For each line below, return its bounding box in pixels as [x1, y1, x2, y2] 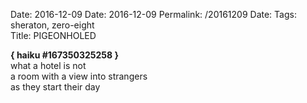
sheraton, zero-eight [10, 19, 95, 31]
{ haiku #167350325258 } [10, 49, 120, 61]
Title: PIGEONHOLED [10, 30, 97, 41]
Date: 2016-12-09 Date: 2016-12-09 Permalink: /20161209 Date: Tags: [10, 9, 297, 20]
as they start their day [10, 81, 101, 93]
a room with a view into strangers [10, 70, 148, 82]
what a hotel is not [10, 60, 87, 71]
